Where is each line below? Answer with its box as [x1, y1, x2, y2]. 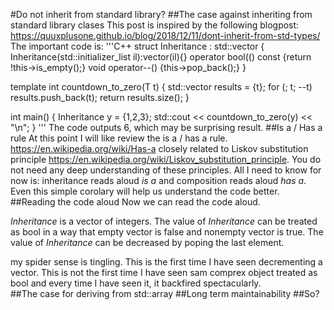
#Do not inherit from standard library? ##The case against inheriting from [10, 9, 313, 20]
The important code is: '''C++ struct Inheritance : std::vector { [10, 40, 265, 52]
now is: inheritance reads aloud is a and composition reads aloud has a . [10, 175, 307, 186]
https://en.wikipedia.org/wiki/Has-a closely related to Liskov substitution [10, 143, 309, 154]
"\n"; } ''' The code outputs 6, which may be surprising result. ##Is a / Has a [10, 122, 323, 133]
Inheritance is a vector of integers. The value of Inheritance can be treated [10, 215, 318, 227]
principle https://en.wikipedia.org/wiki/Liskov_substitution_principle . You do [10, 154, 322, 165]
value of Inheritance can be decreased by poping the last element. [10, 237, 285, 248]
